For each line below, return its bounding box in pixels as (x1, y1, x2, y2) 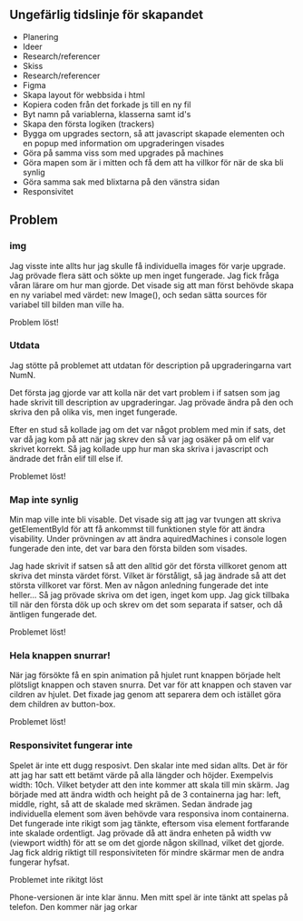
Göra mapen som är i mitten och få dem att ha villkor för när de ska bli (22, 156, 284, 167)
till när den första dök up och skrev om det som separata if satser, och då (9, 599, 283, 610)
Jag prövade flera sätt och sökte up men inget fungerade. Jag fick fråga (9, 270, 279, 281)
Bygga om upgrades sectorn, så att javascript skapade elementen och (22, 127, 286, 139)
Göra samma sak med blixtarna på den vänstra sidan (22, 176, 220, 187)
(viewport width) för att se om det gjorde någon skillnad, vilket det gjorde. (9, 836, 285, 848)
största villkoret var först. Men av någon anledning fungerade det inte (9, 580, 269, 591)
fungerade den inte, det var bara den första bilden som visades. (9, 543, 248, 554)
